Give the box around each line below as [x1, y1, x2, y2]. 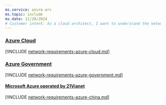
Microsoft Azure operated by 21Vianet [5, 83, 85, 89]
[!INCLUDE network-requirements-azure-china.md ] [5, 94, 110, 100]
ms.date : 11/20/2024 [5, 16, 48, 21]
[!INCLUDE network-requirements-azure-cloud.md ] [5, 48, 110, 54]
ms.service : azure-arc [5, 7, 52, 12]
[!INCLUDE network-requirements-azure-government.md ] [5, 72, 123, 78]
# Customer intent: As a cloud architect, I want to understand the [5, 21, 149, 26]
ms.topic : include [5, 12, 43, 17]
